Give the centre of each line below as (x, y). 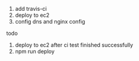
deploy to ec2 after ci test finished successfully (74, 45)
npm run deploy (35, 51)
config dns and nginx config (50, 21)
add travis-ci (31, 9)
